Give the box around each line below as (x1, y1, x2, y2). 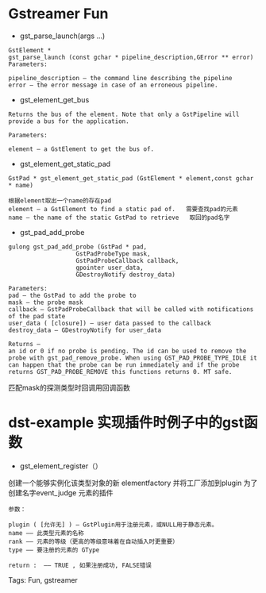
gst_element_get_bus (19, 94, 90, 104)
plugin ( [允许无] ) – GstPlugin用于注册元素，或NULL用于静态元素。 (8, 521, 218, 529)
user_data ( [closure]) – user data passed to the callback (8, 319, 212, 327)
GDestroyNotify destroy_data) (75, 271, 176, 279)
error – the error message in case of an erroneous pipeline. (8, 81, 218, 89)
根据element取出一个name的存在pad (8, 196, 112, 205)
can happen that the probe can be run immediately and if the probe (8, 360, 240, 369)
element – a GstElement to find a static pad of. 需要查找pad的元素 (8, 205, 238, 213)
